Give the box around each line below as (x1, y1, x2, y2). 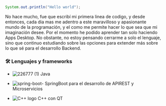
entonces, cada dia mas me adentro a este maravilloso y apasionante (5, 19, 147, 25)
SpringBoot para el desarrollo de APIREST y (44, 81, 134, 87)
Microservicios (12, 86, 43, 92)
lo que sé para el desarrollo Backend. (5, 45, 81, 51)
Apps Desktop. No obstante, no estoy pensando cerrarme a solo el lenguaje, (5, 35, 161, 41)
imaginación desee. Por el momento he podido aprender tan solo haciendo (5, 29, 158, 35)
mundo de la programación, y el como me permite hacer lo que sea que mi (5, 24, 158, 30)
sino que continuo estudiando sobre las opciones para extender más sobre (5, 40, 159, 46)
